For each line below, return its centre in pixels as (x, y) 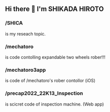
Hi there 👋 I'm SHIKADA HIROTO (55, 9)
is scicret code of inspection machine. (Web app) (55, 104)
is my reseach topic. (25, 34)
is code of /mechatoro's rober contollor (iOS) (50, 81)
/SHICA (14, 23)
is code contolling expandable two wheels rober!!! (55, 57)
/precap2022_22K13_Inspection (44, 93)
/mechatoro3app (26, 70)
